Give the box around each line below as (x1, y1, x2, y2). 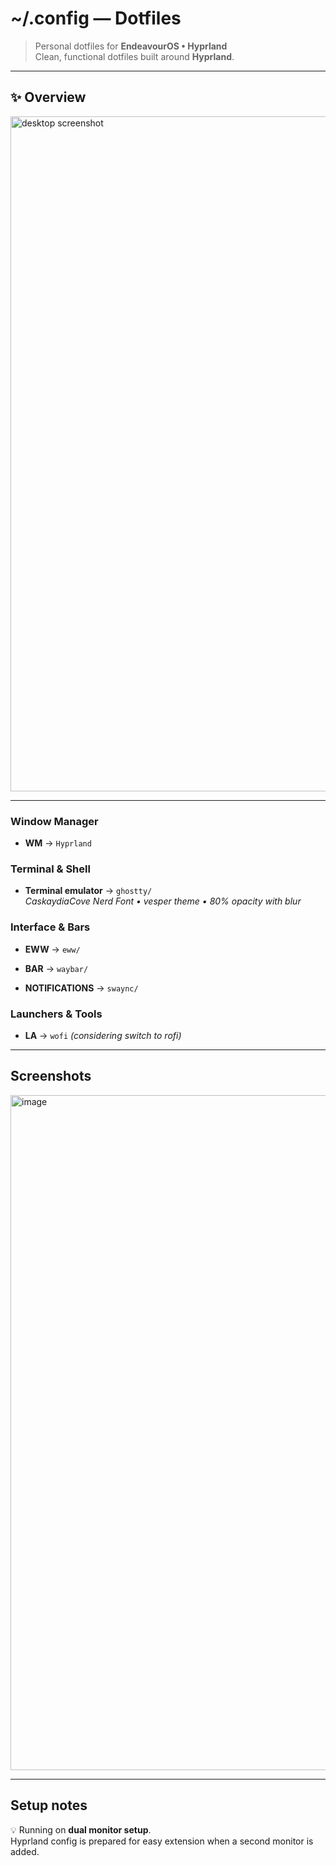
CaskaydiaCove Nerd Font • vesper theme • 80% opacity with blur (24, 895, 302, 907)
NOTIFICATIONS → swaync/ (24, 982, 139, 994)
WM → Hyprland (24, 837, 92, 849)
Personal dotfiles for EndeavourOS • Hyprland (34, 40, 228, 52)
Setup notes (10, 1797, 88, 1814)
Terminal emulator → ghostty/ (24, 885, 153, 897)
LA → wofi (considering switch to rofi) (24, 1029, 182, 1041)
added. (10, 1845, 40, 1857)
